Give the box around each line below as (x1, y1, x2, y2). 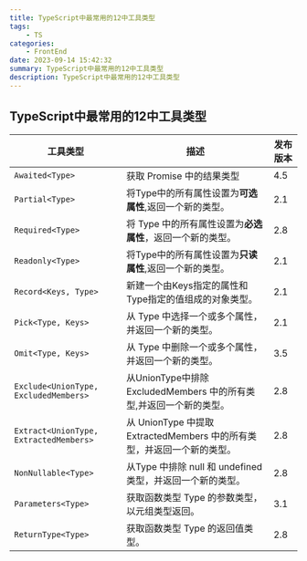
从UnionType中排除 (126, 371, 210, 384)
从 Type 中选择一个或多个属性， (126, 309, 263, 322)
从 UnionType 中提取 (126, 416, 215, 429)
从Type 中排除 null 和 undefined (126, 460, 263, 473)
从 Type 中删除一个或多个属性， (126, 340, 263, 353)
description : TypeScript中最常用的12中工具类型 (9, 73, 180, 82)
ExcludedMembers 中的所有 (126, 385, 247, 398)
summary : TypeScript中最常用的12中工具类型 (9, 65, 164, 74)
